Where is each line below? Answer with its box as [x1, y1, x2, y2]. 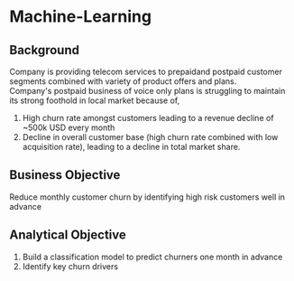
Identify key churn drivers [22, 260, 119, 272]
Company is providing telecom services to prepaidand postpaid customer [9, 66, 282, 77]
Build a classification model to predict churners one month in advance [22, 251, 283, 262]
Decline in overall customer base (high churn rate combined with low [22, 132, 279, 142]
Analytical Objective [9, 228, 126, 243]
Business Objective [9, 167, 121, 183]
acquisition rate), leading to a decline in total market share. [22, 142, 241, 152]
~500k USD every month [22, 122, 115, 133]
